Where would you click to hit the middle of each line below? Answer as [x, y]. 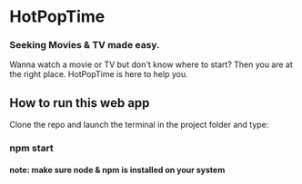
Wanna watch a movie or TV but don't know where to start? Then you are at [151, 64]
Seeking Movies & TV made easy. [85, 45]
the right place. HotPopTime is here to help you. [99, 74]
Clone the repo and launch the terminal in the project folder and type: [139, 125]
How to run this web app [80, 103]
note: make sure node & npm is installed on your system [117, 169]
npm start [32, 149]
